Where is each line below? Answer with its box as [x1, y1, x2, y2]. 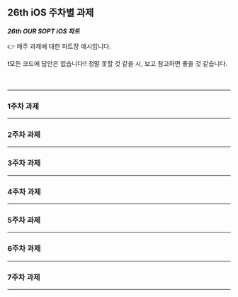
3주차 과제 [7, 158, 41, 168]
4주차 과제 [7, 186, 41, 196]
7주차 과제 [7, 272, 40, 282]
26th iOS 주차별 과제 [7, 6, 94, 19]
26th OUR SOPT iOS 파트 [7, 27, 80, 35]
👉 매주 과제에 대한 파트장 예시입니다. [7, 42, 111, 50]
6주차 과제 [7, 244, 41, 254]
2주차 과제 [7, 130, 41, 140]
